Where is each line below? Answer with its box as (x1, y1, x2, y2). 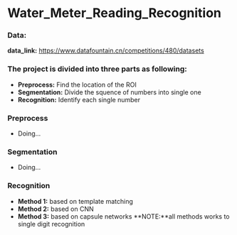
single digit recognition (17, 219, 85, 228)
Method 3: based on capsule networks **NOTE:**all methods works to (17, 212, 230, 221)
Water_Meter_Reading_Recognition (7, 5, 222, 21)
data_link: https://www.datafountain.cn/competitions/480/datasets (7, 46, 204, 55)
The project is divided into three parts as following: (7, 64, 187, 74)
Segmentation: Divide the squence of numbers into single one (17, 87, 201, 97)
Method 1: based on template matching (17, 197, 134, 205)
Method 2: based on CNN (17, 204, 94, 213)
